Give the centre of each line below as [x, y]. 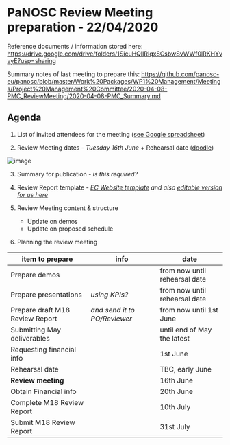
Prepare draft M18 [40, 310]
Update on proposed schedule [70, 229]
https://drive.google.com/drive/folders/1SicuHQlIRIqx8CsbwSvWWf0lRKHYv [115, 54]
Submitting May [36, 330]
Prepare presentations [46, 295]
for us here [33, 194]
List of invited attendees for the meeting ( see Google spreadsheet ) [111, 134]
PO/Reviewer [111, 319]
